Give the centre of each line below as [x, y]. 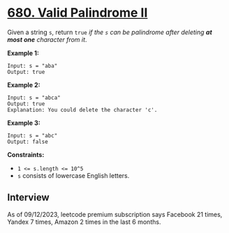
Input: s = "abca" [34, 98]
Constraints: [26, 154]
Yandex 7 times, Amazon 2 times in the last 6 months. [84, 222]
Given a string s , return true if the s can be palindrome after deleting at [110, 32]
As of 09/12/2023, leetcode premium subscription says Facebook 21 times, [115, 214]
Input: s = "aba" [32, 66]
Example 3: [24, 123]
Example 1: [23, 53]
